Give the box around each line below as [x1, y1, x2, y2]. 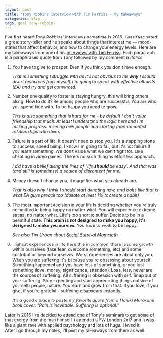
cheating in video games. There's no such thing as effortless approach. [12, 154, 155, 160]
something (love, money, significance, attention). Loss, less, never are [12, 267, 153, 273]
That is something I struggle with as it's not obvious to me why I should [12, 74, 156, 79]
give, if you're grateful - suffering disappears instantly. [12, 288, 122, 294]
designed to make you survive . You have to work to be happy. [12, 223, 138, 228]
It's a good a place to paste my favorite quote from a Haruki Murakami [12, 298, 155, 303]
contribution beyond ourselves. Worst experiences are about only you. [12, 252, 154, 258]
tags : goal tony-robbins [5, 20, 55, 26]
